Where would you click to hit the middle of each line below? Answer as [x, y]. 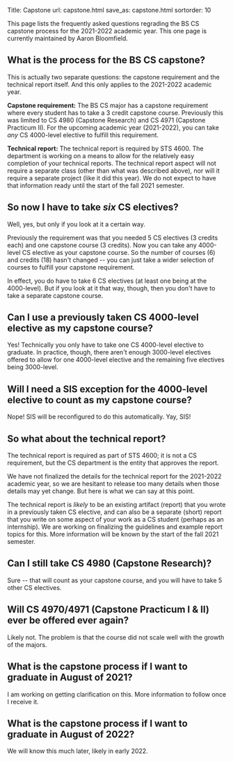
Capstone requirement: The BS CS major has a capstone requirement [108, 105]
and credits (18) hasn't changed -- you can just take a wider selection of [111, 260]
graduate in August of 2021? [70, 677]
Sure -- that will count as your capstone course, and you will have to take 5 [115, 580]
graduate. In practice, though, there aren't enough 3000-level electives [109, 352]
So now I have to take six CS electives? [93, 207]
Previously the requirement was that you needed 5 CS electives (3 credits [113, 238]
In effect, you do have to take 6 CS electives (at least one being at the [107, 281]
